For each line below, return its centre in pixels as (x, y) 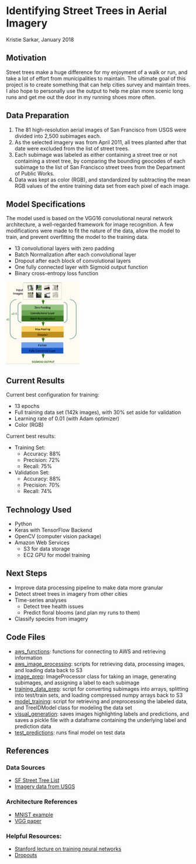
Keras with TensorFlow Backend (53, 530)
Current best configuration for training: (53, 395)
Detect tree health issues (53, 606)
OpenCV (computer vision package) (58, 536)
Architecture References (42, 802)
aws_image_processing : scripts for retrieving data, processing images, (100, 664)
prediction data (33, 726)
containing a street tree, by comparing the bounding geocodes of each (100, 161)
